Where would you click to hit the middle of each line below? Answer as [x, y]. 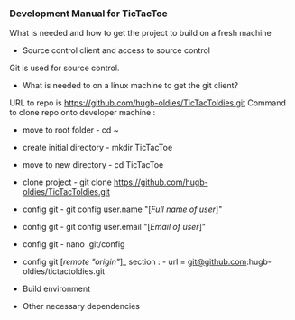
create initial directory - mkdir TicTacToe [97, 148]
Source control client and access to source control [116, 50]
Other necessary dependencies [81, 306]
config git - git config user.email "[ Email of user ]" [114, 227]
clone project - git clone [67, 182]
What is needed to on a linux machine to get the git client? [130, 86]
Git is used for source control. [65, 68]
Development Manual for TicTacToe [89, 14]
